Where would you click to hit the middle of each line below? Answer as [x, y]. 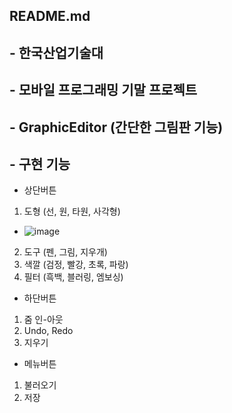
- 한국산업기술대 [56, 52]
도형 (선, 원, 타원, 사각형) [72, 211]
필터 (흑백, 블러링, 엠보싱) [73, 277]
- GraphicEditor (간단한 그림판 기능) [116, 127]
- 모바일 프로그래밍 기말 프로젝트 [103, 90]
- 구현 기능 [40, 164]
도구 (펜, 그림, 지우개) [65, 252]
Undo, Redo [48, 331]
